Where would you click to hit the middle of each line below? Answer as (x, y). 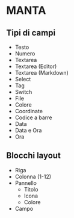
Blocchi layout (34, 156)
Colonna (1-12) (33, 176)
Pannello (26, 183)
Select (23, 79)
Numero (25, 54)
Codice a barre (33, 117)
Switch (23, 92)
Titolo (31, 189)
